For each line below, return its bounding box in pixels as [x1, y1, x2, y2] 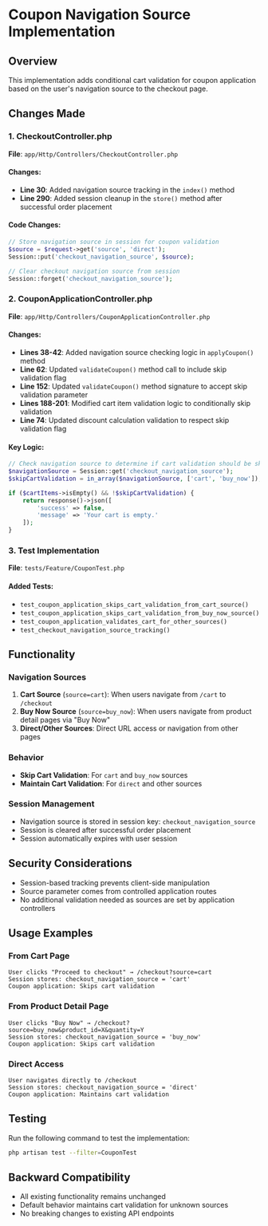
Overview [8, 54, 58, 68]
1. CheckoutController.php [8, 131, 113, 142]
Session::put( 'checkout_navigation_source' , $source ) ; [8, 253, 195, 261]
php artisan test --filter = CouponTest [8, 1149, 137, 1157]
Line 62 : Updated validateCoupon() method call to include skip [19, 365, 227, 374]
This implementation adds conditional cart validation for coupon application [8, 76, 257, 85]
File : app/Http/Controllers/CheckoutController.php [8, 149, 178, 159]
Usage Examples [8, 927, 93, 940]
